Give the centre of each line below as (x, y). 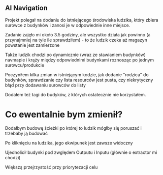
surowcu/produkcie (25, 65)
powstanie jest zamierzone (33, 45)
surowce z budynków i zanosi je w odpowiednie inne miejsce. (68, 25)
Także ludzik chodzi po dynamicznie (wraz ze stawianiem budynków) (76, 55)
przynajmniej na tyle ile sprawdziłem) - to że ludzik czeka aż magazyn (76, 40)
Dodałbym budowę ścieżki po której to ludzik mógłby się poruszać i (73, 128)
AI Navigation (26, 8)
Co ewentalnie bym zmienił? (64, 115)
